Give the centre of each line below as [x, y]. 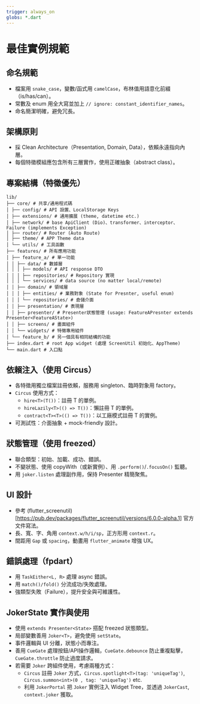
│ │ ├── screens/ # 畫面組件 [41, 325]
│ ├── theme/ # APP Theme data [45, 239]
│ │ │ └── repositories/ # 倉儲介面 [50, 300]
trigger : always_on [31, 12]
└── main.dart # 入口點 [34, 350]
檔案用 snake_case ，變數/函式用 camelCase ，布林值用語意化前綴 [93, 88]
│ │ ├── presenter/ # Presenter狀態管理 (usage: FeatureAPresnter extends [100, 313]
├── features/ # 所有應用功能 [41, 251]
